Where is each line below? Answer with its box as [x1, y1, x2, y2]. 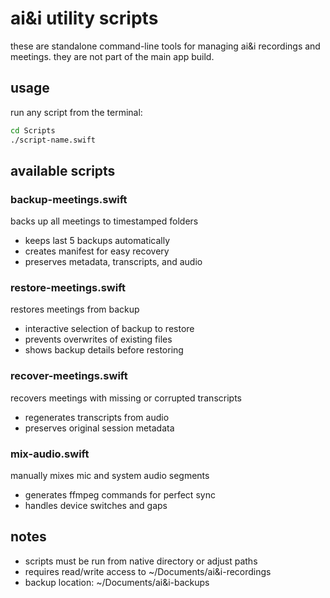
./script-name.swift [10, 135, 97, 145]
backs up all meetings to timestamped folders [10, 215, 199, 227]
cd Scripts [10, 125, 56, 136]
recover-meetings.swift [10, 369, 128, 383]
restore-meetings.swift [10, 281, 127, 295]
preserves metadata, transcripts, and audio [24, 256, 203, 268]
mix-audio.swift [10, 447, 90, 461]
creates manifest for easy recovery [24, 245, 170, 257]
